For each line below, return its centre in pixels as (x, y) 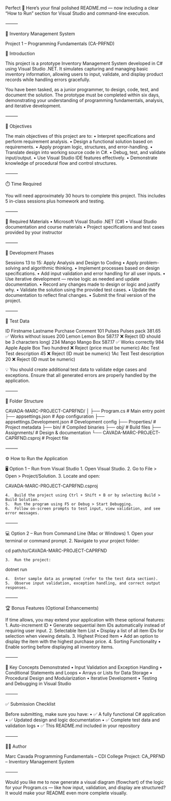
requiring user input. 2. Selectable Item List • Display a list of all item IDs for (84, 631)
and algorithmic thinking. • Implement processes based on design (91, 268)
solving (13, 268)
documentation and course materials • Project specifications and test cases (85, 227)
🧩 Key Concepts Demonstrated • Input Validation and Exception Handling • (84, 667)
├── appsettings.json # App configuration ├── (55, 416)
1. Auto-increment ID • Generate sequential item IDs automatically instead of (85, 625)
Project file (57, 438)
